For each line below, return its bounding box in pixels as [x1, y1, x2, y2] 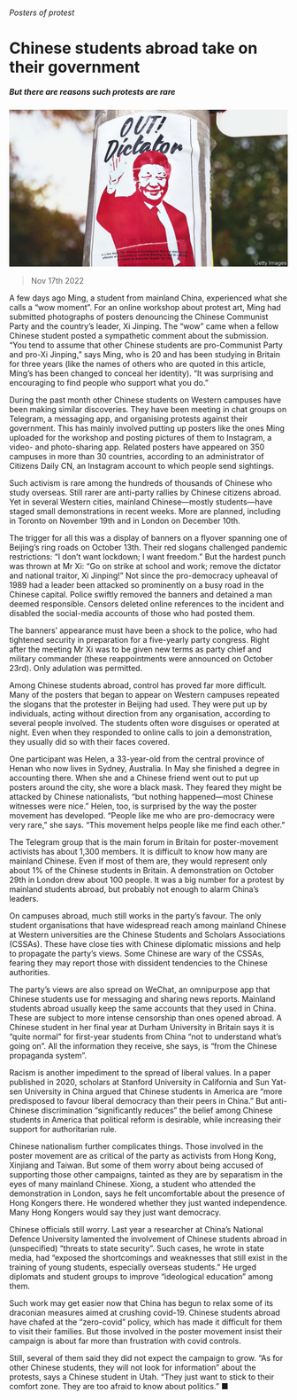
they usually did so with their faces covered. [9, 737, 171, 747]
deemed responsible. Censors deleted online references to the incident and [9, 598, 285, 609]
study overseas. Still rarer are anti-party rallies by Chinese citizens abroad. [9, 488, 282, 498]
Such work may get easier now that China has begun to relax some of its [9, 1298, 274, 1309]
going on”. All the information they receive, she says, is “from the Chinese [9, 1041, 278, 1052]
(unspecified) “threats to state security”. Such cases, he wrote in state [9, 1243, 265, 1254]
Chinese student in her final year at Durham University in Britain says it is [9, 1022, 275, 1033]
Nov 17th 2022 [30, 276, 85, 286]
